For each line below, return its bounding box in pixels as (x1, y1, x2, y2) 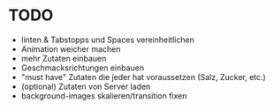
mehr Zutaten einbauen (20, 53, 107, 63)
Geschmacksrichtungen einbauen (20, 62, 145, 73)
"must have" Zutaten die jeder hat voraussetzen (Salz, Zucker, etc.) (20, 71, 266, 82)
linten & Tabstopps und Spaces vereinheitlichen (20, 34, 195, 45)
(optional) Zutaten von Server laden (20, 81, 151, 92)
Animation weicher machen (20, 43, 121, 54)
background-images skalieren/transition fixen (20, 90, 187, 101)
